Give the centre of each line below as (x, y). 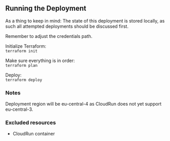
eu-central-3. (19, 109)
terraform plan (22, 65)
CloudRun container (34, 134)
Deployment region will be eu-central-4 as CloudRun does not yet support (83, 104)
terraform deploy (24, 80)
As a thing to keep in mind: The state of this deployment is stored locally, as (85, 21)
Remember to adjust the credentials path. (49, 36)
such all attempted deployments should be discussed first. (67, 26)
